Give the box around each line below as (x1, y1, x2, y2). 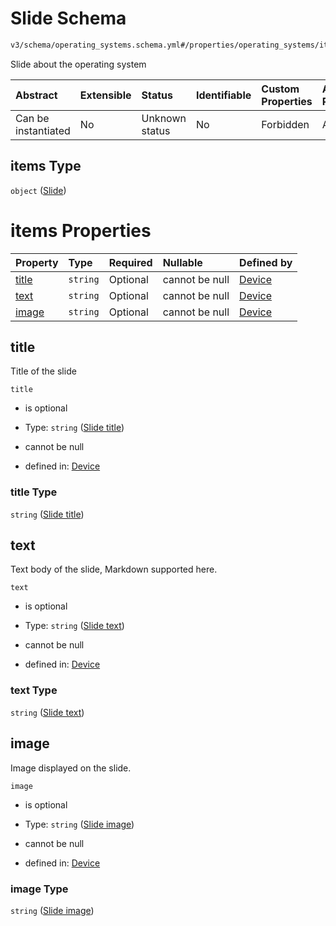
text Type (10, 683, 58, 697)
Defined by (239, 255, 293, 269)
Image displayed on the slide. (10, 762, 132, 774)
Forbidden (261, 117, 310, 131)
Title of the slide (10, 365, 77, 377)
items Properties (10, 219, 152, 242)
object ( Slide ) (10, 184, 67, 196)
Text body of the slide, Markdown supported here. (10, 563, 218, 576)
